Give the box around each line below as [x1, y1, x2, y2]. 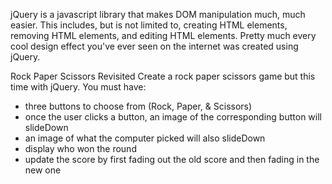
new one [24, 164, 62, 176]
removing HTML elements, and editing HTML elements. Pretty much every [10, 30, 317, 41]
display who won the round [24, 143, 137, 154]
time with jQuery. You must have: [10, 81, 147, 93]
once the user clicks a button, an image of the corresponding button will [24, 111, 322, 123]
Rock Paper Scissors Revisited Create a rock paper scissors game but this [10, 70, 316, 82]
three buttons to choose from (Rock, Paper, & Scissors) [24, 100, 253, 112]
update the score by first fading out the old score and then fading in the [24, 154, 320, 165]
